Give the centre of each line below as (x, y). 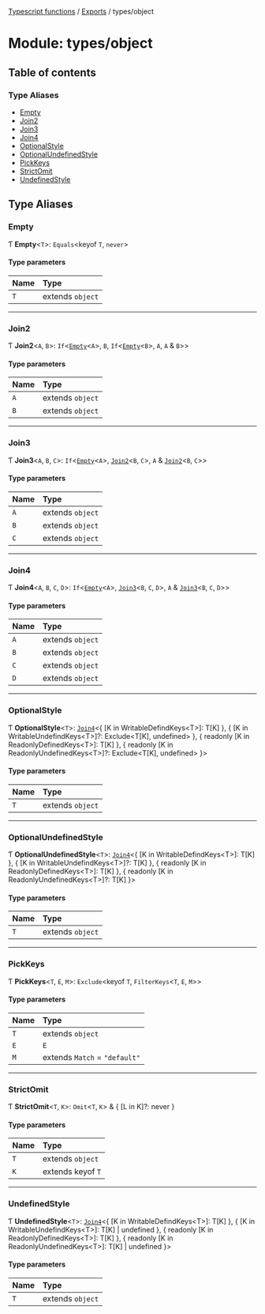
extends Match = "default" (91, 1057)
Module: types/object (81, 44)
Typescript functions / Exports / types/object (81, 11)
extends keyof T (72, 1172)
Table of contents (52, 72)
